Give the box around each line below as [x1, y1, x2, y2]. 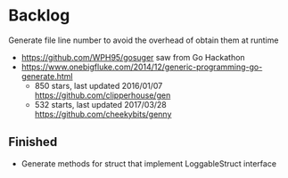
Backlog [8, 5, 70, 26]
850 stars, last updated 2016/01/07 [34, 80, 163, 91]
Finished [8, 134, 58, 150]
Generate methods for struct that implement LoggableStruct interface [21, 158, 277, 169]
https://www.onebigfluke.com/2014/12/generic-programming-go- [21, 61, 263, 72]
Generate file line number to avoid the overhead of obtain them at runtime [8, 35, 279, 45]
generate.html [21, 70, 73, 81]
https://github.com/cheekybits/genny [34, 109, 172, 119]
